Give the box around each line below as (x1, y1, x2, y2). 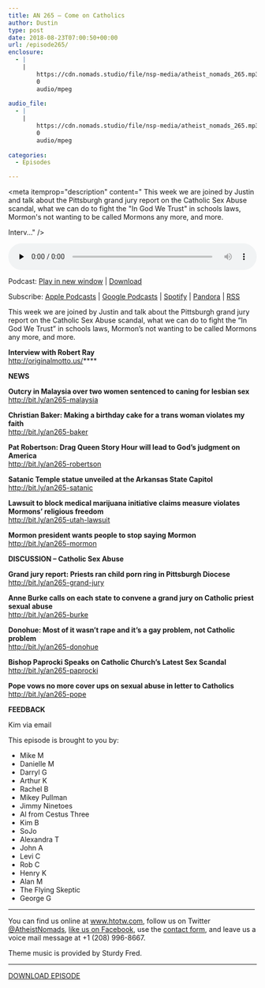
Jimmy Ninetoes (19, 801, 73, 811)
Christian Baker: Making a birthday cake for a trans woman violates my (8, 410, 245, 420)
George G (19, 894, 51, 903)
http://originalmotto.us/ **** (8, 356, 97, 366)
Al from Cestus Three (19, 809, 90, 819)
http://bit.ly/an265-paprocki (8, 666, 99, 676)
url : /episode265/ (8, 41, 69, 49)
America (8, 451, 37, 461)
